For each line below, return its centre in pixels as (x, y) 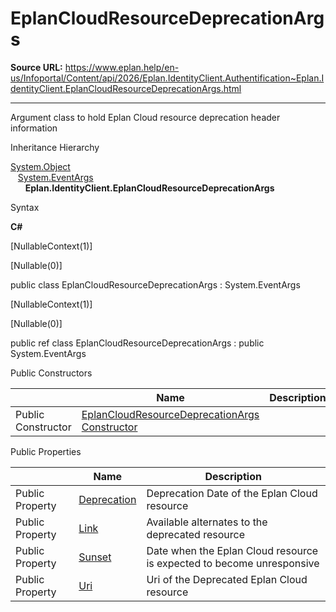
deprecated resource (196, 534)
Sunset (95, 557)
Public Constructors (51, 373)
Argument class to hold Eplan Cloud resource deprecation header (145, 117)
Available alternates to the (207, 522)
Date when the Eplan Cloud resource (232, 550)
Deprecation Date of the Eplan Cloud (232, 493)
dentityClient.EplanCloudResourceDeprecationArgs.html (126, 88)
